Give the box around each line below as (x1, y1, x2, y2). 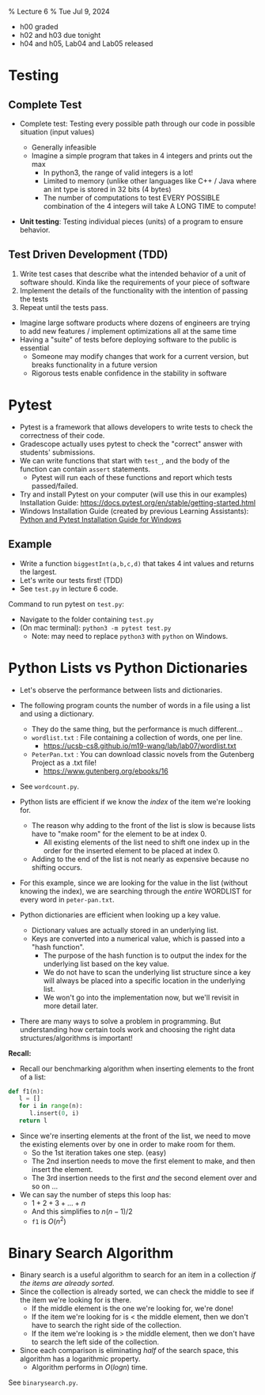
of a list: (19, 1072, 46, 1082)
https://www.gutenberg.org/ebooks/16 (43, 766, 168, 776)
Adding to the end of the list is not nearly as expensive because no (31, 854, 249, 864)
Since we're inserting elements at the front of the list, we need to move (19, 1131, 251, 1140)
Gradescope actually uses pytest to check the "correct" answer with (19, 439, 243, 448)
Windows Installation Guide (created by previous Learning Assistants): (19, 506, 249, 516)
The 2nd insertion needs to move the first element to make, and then (31, 1156, 256, 1166)
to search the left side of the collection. (31, 1337, 160, 1347)
